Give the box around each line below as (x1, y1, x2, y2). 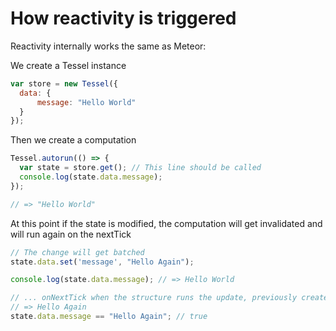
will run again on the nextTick (10, 228, 132, 240)
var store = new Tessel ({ (10, 78, 118, 89)
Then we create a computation (10, 134, 137, 146)
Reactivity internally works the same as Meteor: (10, 40, 207, 52)
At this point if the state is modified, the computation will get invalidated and (10, 217, 323, 229)
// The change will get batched (10, 247, 145, 257)
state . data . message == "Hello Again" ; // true (10, 312, 208, 322)
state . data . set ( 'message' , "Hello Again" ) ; (10, 257, 195, 267)
